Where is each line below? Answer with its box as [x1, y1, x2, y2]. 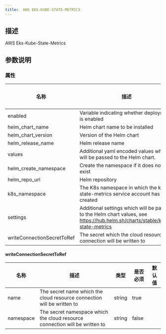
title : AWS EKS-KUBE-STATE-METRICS [5, 7, 81, 12]
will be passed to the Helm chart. [79, 154, 156, 161]
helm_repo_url [7, 176, 41, 183]
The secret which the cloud [79, 231, 143, 238]
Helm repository [79, 176, 117, 183]
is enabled [79, 116, 104, 123]
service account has [113, 191, 160, 197]
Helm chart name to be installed [79, 124, 154, 131]
